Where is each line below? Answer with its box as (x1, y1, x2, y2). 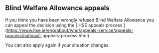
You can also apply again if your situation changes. (5, 42, 110, 48)
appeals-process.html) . (42, 32, 92, 38)
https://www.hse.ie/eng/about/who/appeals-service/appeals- (6, 27, 134, 33)
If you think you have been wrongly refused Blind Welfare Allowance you (5, 17, 155, 23)
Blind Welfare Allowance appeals (5, 4, 110, 12)
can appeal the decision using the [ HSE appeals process (5, 22, 123, 28)
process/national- (5, 32, 42, 38)
